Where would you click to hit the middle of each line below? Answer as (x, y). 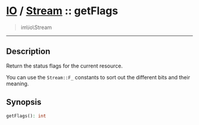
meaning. (17, 84)
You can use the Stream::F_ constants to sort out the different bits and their (98, 77)
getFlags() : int (26, 116)
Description (28, 52)
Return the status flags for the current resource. (65, 66)
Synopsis (24, 102)
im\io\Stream (36, 27)
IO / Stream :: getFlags (62, 11)
